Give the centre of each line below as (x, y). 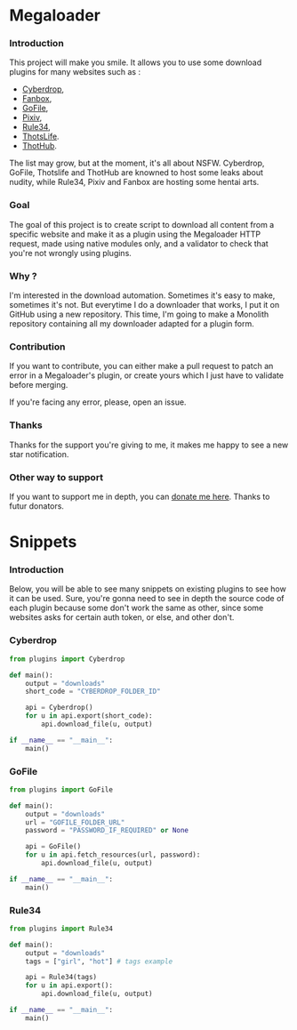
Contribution (37, 346)
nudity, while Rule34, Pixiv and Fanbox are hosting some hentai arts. (134, 182)
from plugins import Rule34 (61, 929)
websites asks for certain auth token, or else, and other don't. (122, 617)
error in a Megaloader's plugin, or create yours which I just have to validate (147, 375)
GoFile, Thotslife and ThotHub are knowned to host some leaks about (136, 173)
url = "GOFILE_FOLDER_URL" (75, 822)
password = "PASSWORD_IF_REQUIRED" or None (107, 831)
